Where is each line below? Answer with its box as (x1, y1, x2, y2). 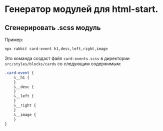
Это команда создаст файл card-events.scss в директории (4, 55, 130, 61)
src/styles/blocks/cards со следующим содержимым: (4, 60, 121, 66)
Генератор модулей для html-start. (4, 3, 158, 15)
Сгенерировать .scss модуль (4, 23, 101, 32)
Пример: (4, 36, 23, 42)
